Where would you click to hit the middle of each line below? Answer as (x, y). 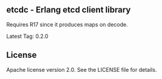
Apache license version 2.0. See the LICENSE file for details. (82, 69)
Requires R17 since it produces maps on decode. (67, 24)
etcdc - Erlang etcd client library (69, 10)
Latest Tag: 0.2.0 (27, 36)
